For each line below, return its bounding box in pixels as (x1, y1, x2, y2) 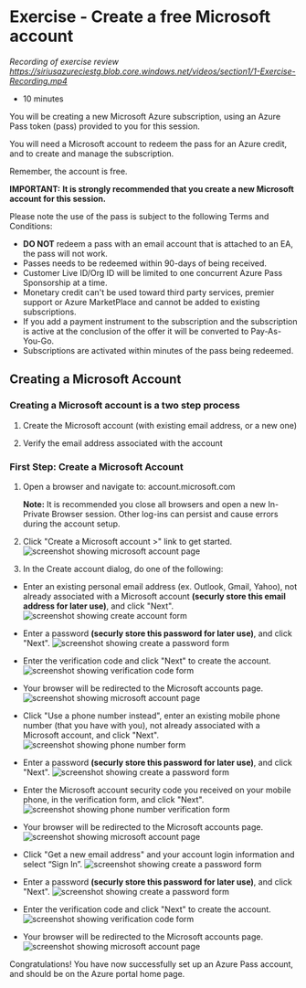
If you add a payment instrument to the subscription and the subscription (22, 315, 299, 326)
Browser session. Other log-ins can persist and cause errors (51, 508, 279, 519)
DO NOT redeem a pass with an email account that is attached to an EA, (22, 238, 294, 249)
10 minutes (22, 93, 64, 104)
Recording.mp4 (9, 75, 69, 86)
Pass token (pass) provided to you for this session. (9, 121, 201, 132)
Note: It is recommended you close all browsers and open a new (22, 498, 267, 509)
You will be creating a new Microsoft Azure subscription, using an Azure (9, 111, 281, 122)
